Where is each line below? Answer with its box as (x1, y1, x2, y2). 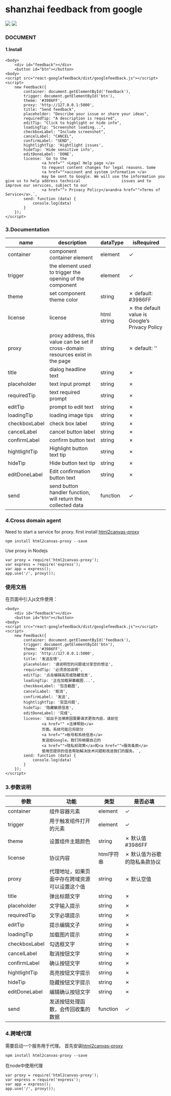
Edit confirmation (49, 468, 91, 475)
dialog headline (49, 366, 87, 373)
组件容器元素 (49, 808, 80, 815)
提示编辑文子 (49, 921, 80, 929)
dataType (100, 239, 124, 246)
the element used (49, 262, 91, 270)
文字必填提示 (49, 912, 80, 919)
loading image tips (49, 412, 94, 419)
